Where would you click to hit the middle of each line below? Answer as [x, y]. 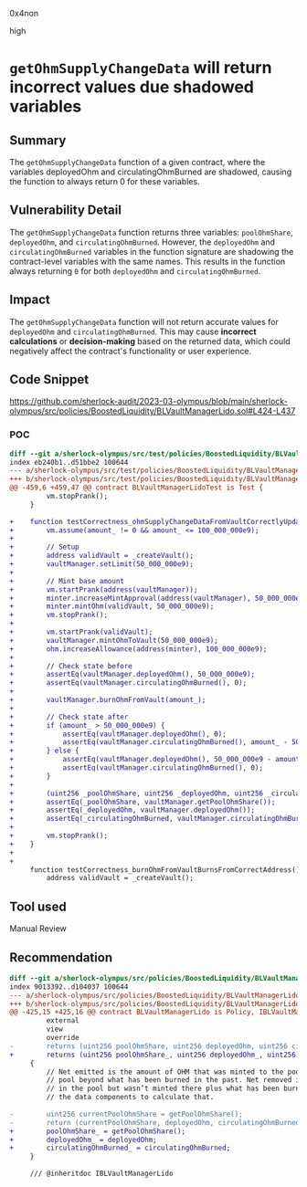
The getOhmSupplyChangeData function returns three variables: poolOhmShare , [152, 232]
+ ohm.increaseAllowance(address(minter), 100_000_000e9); [138, 649]
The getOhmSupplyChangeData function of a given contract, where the [138, 162]
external [63, 1021]
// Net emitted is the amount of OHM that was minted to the [165, 1072]
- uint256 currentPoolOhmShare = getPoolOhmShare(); [127, 1114]
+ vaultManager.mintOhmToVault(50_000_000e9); [114, 640]
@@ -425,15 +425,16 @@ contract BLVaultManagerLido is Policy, [132, 1013]
